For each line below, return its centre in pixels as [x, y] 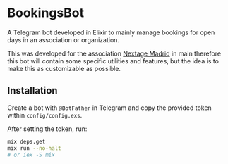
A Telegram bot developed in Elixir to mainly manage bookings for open [111, 32]
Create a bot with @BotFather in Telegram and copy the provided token [109, 108]
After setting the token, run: [47, 129]
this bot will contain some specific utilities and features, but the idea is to [113, 61]
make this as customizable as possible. [64, 68]
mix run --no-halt [34, 148]
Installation [32, 90]
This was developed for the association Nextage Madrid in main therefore [114, 53]
